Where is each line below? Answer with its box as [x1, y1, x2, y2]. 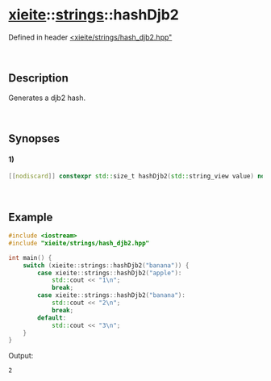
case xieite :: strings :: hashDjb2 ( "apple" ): [37, 269, 182, 277]
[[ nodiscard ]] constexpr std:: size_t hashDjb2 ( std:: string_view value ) [8, 172, 254, 181]
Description [8, 71, 69, 86]
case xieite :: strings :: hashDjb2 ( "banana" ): [37, 291, 186, 299]
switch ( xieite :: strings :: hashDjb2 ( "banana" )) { [23, 261, 190, 270]
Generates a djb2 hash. [8, 93, 86, 103]
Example [8, 210, 53, 224]
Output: [8, 351, 34, 361]
